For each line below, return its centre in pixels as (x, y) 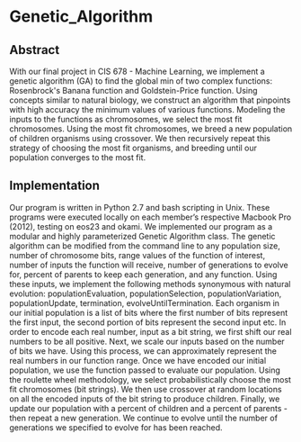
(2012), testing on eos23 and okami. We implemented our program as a (141, 226)
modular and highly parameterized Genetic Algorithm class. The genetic (142, 236)
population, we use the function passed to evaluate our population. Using (145, 370)
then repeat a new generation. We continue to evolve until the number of (144, 418)
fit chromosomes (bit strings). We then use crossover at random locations (146, 389)
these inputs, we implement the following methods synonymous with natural (150, 284)
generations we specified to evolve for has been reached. (116, 427)
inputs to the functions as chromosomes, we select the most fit (126, 119)
